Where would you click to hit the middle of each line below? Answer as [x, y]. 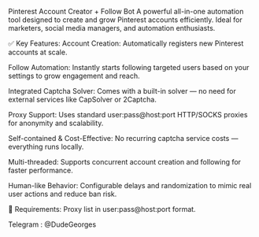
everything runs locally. [46, 146]
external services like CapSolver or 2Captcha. [83, 99]
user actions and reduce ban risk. [63, 194]
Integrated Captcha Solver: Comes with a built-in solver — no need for [122, 91]
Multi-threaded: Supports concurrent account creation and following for [125, 162]
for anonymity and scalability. [56, 123]
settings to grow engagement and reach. [74, 76]
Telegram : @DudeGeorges [52, 224]
